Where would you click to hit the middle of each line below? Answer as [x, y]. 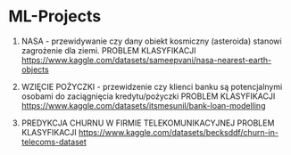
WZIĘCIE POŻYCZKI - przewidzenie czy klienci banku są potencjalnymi [152, 86]
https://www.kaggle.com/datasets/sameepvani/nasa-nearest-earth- [146, 60]
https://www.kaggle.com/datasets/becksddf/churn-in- [178, 132]
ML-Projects [55, 16]
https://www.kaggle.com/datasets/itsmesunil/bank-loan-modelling [143, 105]
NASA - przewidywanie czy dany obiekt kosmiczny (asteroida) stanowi [151, 41]
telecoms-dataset [54, 142]
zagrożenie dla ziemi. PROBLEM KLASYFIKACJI [109, 50]
